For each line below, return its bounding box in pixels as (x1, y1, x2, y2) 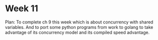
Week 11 (5, 3, 39, 14)
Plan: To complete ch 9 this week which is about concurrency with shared (5, 19, 154, 25)
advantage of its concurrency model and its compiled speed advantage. (5, 29, 150, 35)
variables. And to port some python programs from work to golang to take (5, 24, 154, 30)
